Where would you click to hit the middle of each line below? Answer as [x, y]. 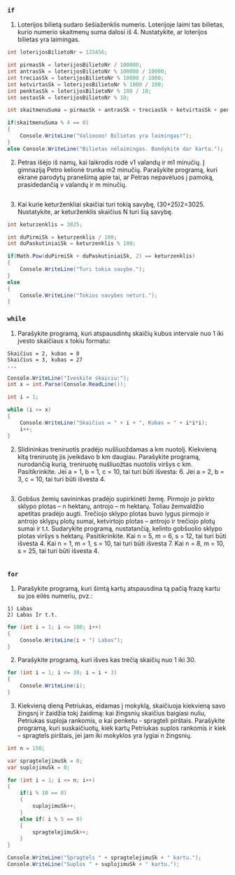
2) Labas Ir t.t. [33, 615]
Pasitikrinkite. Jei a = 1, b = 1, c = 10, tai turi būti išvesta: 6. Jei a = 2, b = [121, 471]
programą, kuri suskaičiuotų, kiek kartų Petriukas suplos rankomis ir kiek [122, 728]
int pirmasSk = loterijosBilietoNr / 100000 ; [74, 65]
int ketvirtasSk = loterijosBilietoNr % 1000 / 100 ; [86, 84]
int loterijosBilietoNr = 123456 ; [58, 52]
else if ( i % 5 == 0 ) [51, 819]
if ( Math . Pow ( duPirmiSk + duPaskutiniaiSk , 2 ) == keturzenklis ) [101, 256]
